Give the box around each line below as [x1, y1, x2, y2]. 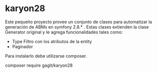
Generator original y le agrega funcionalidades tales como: [5, 29, 123, 35]
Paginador [12, 44, 33, 49]
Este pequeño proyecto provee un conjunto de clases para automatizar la [5, 19, 152, 25]
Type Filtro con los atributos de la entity [12, 38, 92, 44]
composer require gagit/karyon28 [5, 62, 73, 68]
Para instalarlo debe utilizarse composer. [5, 53, 87, 58]
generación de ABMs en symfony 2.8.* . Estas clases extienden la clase [5, 24, 149, 29]
